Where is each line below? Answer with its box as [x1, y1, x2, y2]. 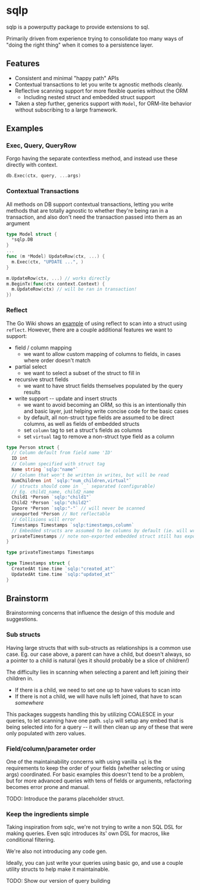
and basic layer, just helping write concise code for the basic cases [23, 407, 189, 415]
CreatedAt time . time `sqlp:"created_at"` [11, 566, 116, 572]
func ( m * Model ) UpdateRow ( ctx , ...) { [6, 253, 105, 260]
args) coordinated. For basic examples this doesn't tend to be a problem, [6, 771, 185, 778]
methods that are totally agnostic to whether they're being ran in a [6, 207, 168, 214]
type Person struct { [6, 444, 60, 450]
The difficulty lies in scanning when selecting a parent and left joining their [6, 668, 189, 676]
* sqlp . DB [11, 237, 33, 243]
